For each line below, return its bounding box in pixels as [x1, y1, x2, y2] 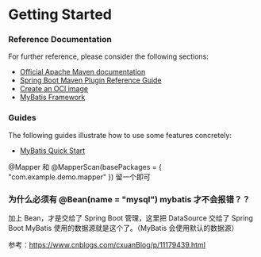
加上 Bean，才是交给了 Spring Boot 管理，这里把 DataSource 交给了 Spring [8, 213, 254, 223]
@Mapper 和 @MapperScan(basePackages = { [8, 162, 163, 171]
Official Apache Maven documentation [19, 67, 146, 77]
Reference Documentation [8, 34, 113, 45]
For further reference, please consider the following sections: [8, 52, 209, 61]
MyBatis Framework [19, 93, 86, 102]
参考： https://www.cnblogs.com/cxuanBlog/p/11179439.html [8, 240, 206, 250]
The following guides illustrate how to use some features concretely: [8, 130, 232, 140]
